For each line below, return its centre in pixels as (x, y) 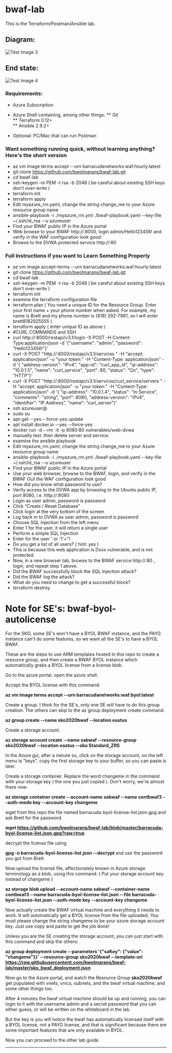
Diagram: (20, 40)
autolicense (31, 619)
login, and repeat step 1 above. (45, 566)
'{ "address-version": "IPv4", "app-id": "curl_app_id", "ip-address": (88, 365)
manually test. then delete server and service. (61, 436)
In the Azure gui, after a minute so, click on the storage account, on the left (84, 756)
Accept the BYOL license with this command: (53, 685)
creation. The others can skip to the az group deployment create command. (85, 711)
